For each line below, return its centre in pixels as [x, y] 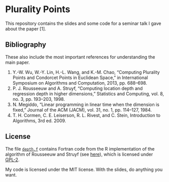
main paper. [18, 62]
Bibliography [26, 45]
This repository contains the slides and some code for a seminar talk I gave [83, 23]
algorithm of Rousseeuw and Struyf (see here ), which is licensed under [79, 154]
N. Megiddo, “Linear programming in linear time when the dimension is [86, 104]
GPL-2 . [12, 159]
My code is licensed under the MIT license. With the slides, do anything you [84, 169]
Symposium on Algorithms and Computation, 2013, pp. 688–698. [80, 83]
